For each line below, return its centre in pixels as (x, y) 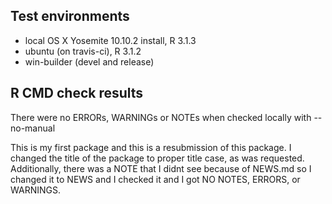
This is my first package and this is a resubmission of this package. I (151, 147)
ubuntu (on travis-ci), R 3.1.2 (83, 51)
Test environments (70, 16)
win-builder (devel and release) (89, 61)
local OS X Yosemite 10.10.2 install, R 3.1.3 (110, 40)
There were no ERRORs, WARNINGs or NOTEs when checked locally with (161, 117)
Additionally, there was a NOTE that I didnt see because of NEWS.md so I (161, 168)
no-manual (33, 128)
